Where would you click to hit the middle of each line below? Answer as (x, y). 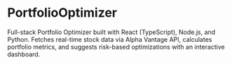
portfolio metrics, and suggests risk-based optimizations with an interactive (116, 47)
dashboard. (24, 54)
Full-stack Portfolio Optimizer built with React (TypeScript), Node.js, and (111, 32)
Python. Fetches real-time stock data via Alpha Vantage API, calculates (110, 39)
